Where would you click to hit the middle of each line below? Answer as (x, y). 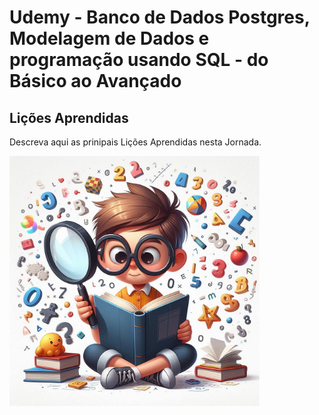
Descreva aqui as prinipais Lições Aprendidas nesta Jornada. (135, 142)
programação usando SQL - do (139, 60)
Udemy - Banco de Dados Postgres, (160, 17)
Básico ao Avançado (95, 81)
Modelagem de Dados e (109, 38)
